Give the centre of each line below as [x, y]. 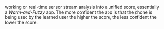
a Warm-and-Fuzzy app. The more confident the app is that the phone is [79, 12]
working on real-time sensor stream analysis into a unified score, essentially [82, 7]
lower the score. [22, 22]
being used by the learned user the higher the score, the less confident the [81, 17]
